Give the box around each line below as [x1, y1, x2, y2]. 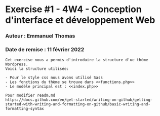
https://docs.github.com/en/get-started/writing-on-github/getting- [5, 97, 153, 102]
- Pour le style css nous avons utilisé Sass [5, 75, 103, 81]
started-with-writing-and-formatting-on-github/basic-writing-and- [5, 102, 151, 107]
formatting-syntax [5, 106, 44, 111]
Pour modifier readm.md [5, 93, 56, 98]
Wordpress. [5, 62, 28, 67]
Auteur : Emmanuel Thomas [5, 32, 75, 40]
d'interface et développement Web [5, 14, 155, 26]
